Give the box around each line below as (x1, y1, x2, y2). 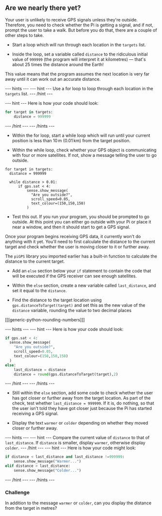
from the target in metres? (5, 505, 57, 511)
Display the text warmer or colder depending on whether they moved (12, 420, 148, 426)
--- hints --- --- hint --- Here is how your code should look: (5, 326, 124, 332)
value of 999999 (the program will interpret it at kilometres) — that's (12, 56, 146, 62)
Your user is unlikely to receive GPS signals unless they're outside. (5, 17, 138, 22)
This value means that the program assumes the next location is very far (5, 71, 150, 77)
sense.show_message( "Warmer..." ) (14, 459, 81, 464)
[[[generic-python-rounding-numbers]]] (5, 316, 85, 323)
